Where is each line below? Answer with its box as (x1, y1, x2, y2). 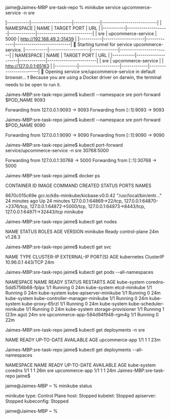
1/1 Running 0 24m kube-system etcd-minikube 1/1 (45, 285, 152, 290)
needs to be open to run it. (5, 82, 61, 87)
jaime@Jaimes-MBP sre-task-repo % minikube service (5, 5, 121, 10)
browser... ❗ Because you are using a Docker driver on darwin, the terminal (5, 74, 162, 80)
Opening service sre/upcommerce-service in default (45, 68, 156, 75)
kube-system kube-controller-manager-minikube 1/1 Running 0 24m (5, 295, 149, 301)
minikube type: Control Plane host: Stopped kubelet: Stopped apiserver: (5, 393, 157, 399)
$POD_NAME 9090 (5, 122, 46, 128)
